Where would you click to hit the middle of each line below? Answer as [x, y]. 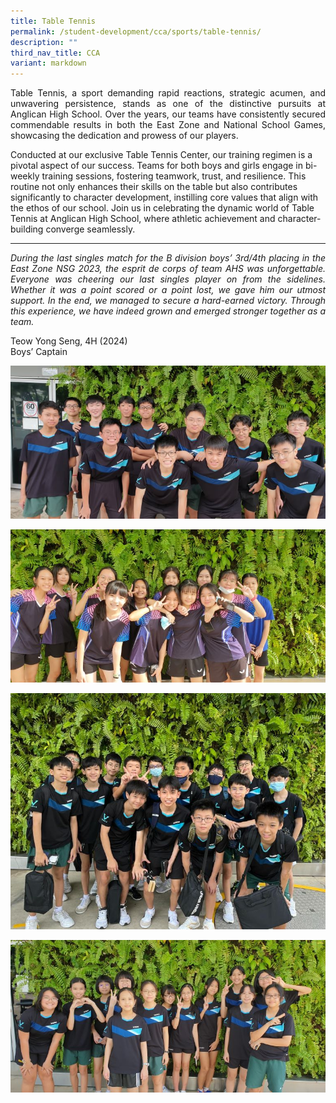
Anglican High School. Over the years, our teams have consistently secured [168, 114]
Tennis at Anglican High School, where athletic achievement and [143, 219]
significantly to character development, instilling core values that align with [164, 197]
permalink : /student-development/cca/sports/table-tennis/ [136, 31]
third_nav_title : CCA [55, 53]
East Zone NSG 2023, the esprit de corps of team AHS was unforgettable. [168, 269]
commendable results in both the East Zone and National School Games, [168, 125]
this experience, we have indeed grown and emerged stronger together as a [168, 311]
